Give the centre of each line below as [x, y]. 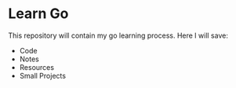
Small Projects [43, 75]
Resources [37, 67]
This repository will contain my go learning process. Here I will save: [118, 35]
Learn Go [38, 14]
